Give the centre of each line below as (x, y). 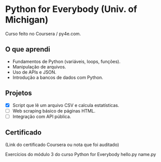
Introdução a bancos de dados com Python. (58, 77)
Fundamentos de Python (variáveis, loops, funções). (66, 61)
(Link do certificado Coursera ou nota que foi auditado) (62, 144)
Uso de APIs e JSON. (34, 72)
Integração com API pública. (42, 116)
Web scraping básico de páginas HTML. (54, 110)
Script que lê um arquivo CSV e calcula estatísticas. (66, 105)
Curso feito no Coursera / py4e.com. (43, 33)
